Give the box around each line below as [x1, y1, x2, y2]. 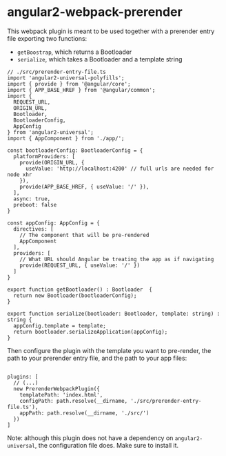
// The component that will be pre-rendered [19, 231, 150, 238]
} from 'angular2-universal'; [7, 129, 94, 135]
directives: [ [13, 225, 54, 232]
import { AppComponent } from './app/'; [7, 135, 125, 142]
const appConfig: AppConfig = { [7, 219, 100, 227]
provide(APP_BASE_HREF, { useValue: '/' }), [19, 183, 150, 190]
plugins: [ [7, 373, 39, 380]
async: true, [13, 195, 51, 202]
